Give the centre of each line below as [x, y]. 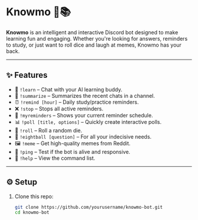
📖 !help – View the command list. [55, 158]
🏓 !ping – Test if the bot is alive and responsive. [72, 152]
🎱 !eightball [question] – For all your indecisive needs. [83, 136]
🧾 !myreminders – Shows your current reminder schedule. [84, 115]
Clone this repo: [34, 196]
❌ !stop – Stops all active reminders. [59, 109]
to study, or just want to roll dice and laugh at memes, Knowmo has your [94, 45]
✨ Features [27, 75]
